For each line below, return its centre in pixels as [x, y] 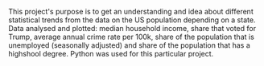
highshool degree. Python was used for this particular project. [111, 54]
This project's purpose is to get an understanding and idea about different [131, 12]
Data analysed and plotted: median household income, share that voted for [132, 28]
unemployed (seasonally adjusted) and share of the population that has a [130, 45]
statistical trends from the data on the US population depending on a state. [132, 20]
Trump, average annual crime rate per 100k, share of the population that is [132, 37]
